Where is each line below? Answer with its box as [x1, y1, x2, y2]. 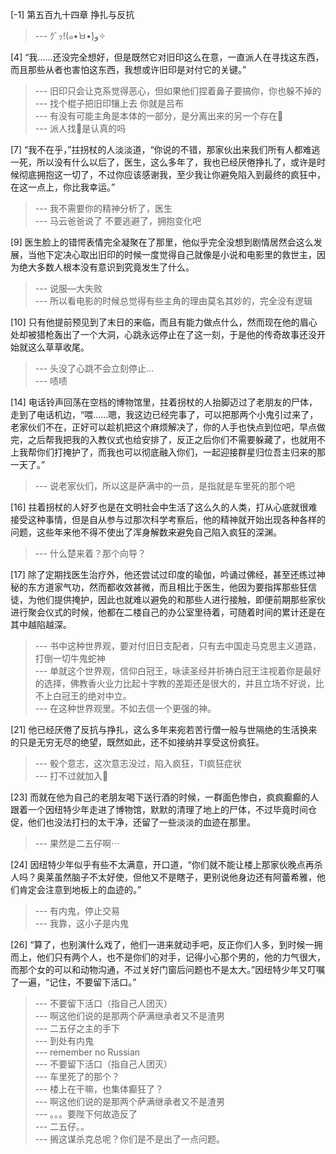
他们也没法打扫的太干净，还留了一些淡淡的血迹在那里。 [27, 816, 256, 828]
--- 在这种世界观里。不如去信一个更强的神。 [34, 703, 217, 714]
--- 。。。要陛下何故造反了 [34, 1108, 138, 1120]
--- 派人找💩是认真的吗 [34, 123, 127, 134]
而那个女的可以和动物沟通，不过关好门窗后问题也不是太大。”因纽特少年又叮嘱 [10, 964, 326, 975]
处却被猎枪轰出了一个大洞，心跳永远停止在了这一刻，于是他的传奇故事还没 [10, 329, 317, 340]
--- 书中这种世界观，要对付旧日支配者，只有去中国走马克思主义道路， [34, 640, 322, 652]
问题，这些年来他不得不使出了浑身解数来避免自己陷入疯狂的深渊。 [10, 526, 282, 538]
